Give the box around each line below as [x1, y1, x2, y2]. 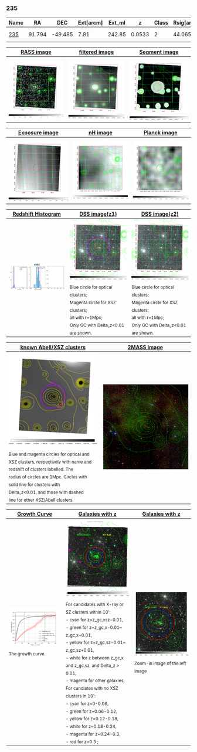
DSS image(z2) [141, 210, 179, 217]
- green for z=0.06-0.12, [65, 708, 117, 714]
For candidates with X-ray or [65, 602, 124, 608]
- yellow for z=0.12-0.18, [65, 716, 119, 722]
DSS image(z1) [79, 210, 117, 217]
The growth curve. [8, 651, 46, 657]
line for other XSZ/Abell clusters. [8, 497, 74, 503]
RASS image [20, 49, 52, 56]
